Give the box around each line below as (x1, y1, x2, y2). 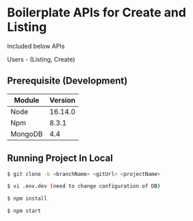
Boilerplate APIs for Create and (7, 5, 187, 21)
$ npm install (7, 195, 48, 203)
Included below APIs (7, 42, 65, 50)
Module (14, 95, 40, 105)
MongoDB (10, 129, 43, 138)
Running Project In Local (7, 153, 113, 164)
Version (49, 95, 76, 105)
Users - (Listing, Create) (7, 55, 75, 63)
